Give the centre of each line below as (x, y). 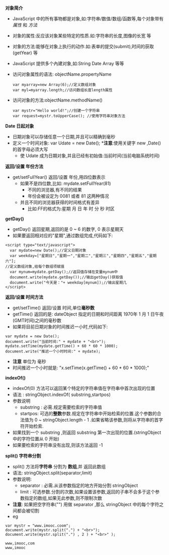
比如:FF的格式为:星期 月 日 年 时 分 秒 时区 (71, 209)
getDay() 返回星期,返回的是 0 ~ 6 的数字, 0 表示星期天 (68, 229)
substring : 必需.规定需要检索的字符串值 (61, 407)
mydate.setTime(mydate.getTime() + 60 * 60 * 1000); (62, 346)
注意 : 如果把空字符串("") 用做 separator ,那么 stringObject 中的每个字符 (86, 504)
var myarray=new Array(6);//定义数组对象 (54, 85)
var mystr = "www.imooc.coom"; (38, 526)
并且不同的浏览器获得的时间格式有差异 (60, 202)
